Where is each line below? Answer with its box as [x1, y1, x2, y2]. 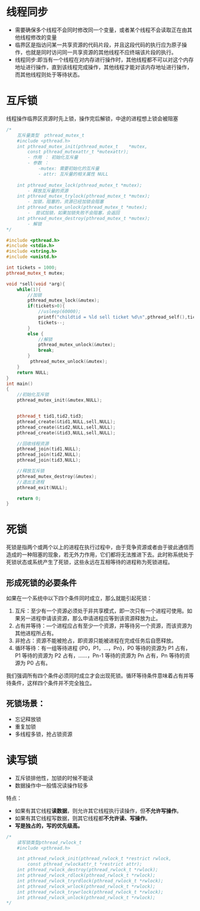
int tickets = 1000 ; [6, 265, 58, 270]
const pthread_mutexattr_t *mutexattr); [27, 149, 129, 155]
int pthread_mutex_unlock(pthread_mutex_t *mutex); [17, 204, 148, 210]
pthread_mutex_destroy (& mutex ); [17, 473, 97, 480]
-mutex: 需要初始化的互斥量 [37, 166, 100, 172]
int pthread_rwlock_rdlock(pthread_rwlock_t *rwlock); [17, 872, 156, 878]
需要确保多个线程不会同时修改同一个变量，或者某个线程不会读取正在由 [14, 26, 187, 33]
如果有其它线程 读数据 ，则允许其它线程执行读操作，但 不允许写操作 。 [14, 807, 182, 814]
